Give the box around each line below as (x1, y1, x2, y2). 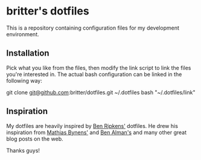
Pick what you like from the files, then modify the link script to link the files (6, 64, 191, 71)
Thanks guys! (6, 147, 40, 154)
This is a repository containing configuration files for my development (6, 24, 180, 31)
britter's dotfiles (6, 4, 89, 18)
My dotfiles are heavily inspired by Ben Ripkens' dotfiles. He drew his (6, 122, 178, 129)
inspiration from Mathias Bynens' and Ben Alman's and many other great (6, 129, 187, 136)
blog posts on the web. (6, 135, 63, 142)
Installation (6, 48, 49, 59)
